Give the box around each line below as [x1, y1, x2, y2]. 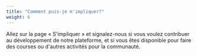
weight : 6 [6, 14, 31, 20]
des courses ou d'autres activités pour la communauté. [6, 42, 141, 50]
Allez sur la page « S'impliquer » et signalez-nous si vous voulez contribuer [6, 30, 190, 37]
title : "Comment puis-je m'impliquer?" [6, 8, 105, 15]
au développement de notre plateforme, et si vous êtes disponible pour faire [6, 37, 192, 44]
